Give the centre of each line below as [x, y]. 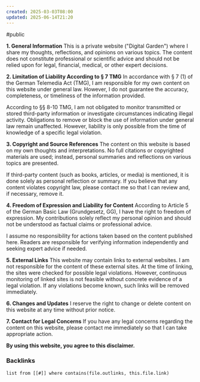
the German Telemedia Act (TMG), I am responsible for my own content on [98, 83]
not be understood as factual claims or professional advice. [79, 224]
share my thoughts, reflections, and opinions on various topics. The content [99, 52]
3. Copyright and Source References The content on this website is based [98, 144]
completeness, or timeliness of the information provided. [76, 95]
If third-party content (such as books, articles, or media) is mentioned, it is [98, 174]
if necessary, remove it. [35, 193]
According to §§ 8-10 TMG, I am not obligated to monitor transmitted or [93, 107]
